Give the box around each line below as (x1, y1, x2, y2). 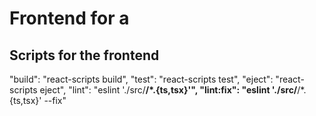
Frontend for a (9, 7, 130, 30)
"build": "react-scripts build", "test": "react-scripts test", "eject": (9, 73, 274, 85)
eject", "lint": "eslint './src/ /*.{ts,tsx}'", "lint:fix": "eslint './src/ (39, 84, 298, 96)
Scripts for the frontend (9, 47, 160, 64)
